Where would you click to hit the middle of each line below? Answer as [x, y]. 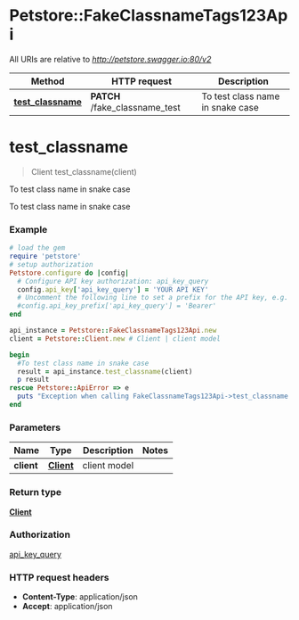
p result [33, 380]
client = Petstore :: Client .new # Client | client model [115, 339]
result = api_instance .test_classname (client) [105, 371]
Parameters [35, 427]
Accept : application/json [67, 607]
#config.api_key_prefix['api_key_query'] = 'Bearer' [117, 306]
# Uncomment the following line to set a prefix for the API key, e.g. [153, 298]
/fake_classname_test [135, 107]
